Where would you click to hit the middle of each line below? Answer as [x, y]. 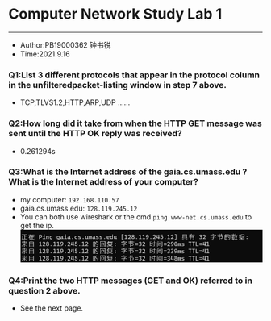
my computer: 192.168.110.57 [69, 199]
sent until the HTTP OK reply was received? [96, 134]
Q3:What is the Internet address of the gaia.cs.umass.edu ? [128, 172]
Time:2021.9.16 [45, 54]
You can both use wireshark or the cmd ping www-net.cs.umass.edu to [136, 217]
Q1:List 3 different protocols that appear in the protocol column [134, 75]
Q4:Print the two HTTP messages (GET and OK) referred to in [130, 281]
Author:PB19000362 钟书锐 [65, 44]
